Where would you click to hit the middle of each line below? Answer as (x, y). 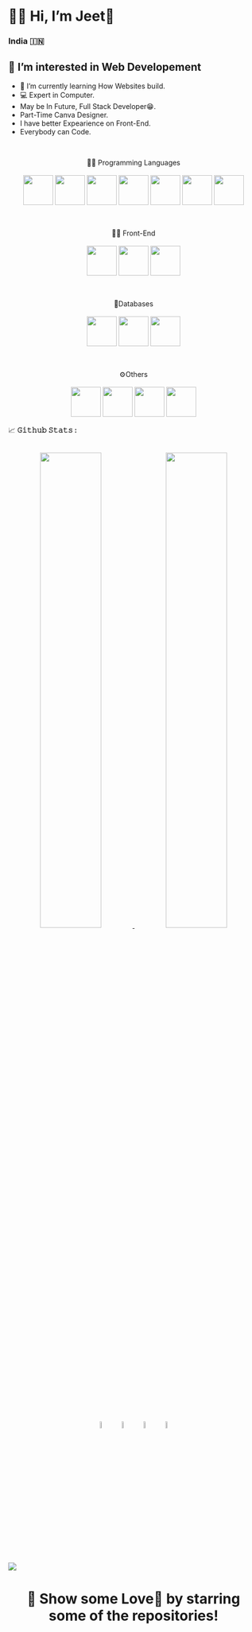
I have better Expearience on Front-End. (85, 123)
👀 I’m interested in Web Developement (105, 67)
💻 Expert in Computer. (57, 95)
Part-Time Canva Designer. (64, 115)
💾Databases (134, 303)
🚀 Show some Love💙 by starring (134, 1599)
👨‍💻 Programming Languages (134, 162)
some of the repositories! (134, 1616)
